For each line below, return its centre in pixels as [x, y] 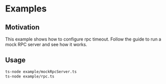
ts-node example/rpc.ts [30, 76]
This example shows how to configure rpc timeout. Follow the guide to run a [83, 39]
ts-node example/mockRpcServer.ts [41, 71]
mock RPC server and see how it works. [46, 44]
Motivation [22, 27]
